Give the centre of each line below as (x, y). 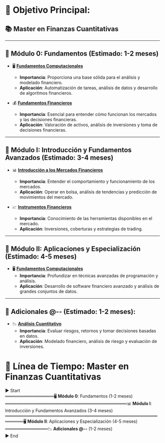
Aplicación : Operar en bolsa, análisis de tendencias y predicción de (88, 192)
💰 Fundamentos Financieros (42, 102)
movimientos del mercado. (46, 197)
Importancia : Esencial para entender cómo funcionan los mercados (88, 114)
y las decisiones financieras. (48, 119)
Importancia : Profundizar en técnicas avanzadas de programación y (89, 276)
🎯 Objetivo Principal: (48, 10)
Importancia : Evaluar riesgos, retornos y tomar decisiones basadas (88, 331)
